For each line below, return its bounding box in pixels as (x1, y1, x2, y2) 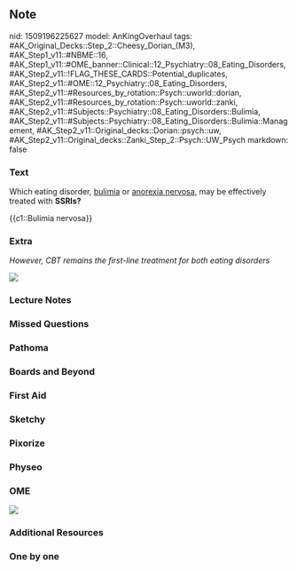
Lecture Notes (9, 294, 72, 306)
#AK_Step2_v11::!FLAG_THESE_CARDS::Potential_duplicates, (9, 68, 228, 79)
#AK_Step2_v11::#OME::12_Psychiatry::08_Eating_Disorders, (9, 77, 228, 88)
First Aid (9, 390, 47, 402)
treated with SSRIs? (9, 195, 82, 207)
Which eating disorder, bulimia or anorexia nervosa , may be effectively (9, 186, 267, 197)
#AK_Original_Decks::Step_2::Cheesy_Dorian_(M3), (9, 40, 196, 51)
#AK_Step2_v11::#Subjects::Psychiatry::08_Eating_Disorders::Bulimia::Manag (9, 115, 288, 126)
